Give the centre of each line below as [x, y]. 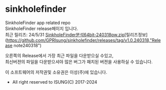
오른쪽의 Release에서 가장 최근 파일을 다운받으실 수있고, [59, 56]
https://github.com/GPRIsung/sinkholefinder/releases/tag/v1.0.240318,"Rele [84, 40]
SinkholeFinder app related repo [38, 23]
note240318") [28, 45]
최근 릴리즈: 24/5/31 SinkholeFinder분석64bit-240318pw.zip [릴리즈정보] [76, 34]
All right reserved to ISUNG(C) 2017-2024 [55, 82]
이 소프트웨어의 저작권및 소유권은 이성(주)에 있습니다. [56, 72]
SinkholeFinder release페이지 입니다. [41, 29]
